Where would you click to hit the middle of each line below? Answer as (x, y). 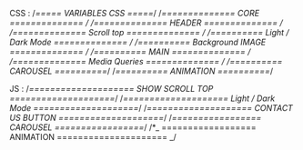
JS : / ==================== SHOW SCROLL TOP (111, 89)
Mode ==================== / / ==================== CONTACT (151, 108)
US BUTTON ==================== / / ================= (136, 118)
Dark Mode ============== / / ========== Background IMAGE (138, 42)
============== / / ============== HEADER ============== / (146, 23)
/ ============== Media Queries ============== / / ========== (146, 61)
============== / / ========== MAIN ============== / (130, 52)
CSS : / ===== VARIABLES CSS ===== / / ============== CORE (135, 13)
